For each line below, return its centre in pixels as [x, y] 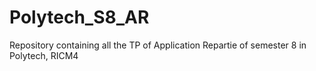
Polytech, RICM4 [44, 55]
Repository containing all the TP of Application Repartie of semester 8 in [158, 45]
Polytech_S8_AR [79, 17]
